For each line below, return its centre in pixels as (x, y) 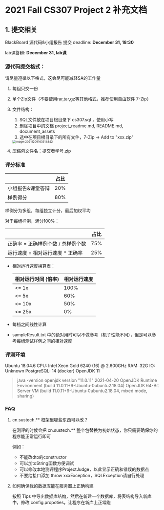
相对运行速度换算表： (33, 266)
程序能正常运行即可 (31, 437)
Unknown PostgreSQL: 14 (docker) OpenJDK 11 (52, 371)
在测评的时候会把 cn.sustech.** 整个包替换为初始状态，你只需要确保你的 (85, 430)
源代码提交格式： (25, 67)
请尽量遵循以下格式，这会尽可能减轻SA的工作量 (53, 78)
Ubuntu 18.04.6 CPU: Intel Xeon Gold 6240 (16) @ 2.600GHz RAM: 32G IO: (80, 366)
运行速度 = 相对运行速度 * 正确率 (45, 253)
